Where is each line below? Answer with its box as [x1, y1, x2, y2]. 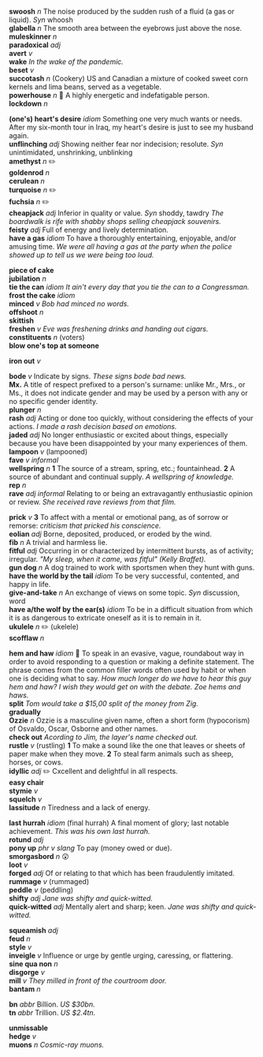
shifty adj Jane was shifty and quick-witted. [9, 894, 153, 902]
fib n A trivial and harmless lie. [9, 538, 108, 547]
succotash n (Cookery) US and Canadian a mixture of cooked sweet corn [9, 74, 249, 83]
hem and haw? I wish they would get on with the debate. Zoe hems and [9, 682, 241, 691]
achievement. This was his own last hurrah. [9, 827, 150, 835]
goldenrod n [9, 168, 50, 177]
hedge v [9, 1032, 36, 1040]
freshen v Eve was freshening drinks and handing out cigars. [9, 324, 209, 334]
